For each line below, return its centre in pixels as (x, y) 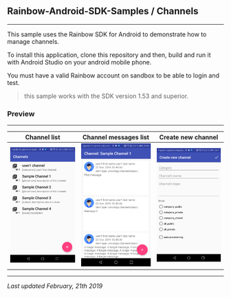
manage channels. (33, 41)
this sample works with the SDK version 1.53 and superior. (106, 96)
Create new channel (189, 137)
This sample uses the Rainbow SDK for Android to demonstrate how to (107, 34)
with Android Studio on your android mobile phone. (79, 62)
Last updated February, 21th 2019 (55, 286)
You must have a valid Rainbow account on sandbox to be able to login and (113, 75)
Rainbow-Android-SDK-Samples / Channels (103, 11)
